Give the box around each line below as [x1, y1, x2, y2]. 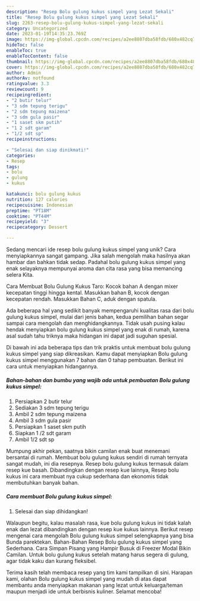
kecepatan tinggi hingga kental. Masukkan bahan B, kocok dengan [6, 289, 170, 296]
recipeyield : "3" [6, 219, 49, 225]
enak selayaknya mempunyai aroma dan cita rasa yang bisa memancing [6, 265, 183, 272]
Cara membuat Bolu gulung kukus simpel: [6, 492, 112, 500]
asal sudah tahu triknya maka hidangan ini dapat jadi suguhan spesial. [6, 332, 177, 339]
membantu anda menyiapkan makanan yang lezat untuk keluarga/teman [6, 581, 183, 588]
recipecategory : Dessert [6, 224, 68, 230]
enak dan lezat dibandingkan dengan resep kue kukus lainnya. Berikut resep [6, 525, 193, 532]
